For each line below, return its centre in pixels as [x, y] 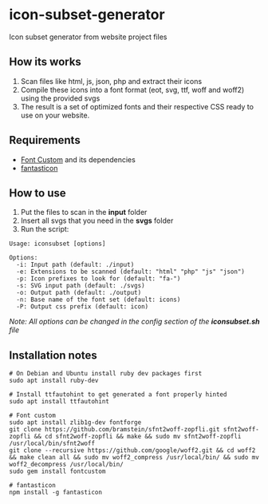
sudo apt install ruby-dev [54, 381]
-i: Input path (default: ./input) [75, 265]
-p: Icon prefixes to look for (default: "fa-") [99, 279]
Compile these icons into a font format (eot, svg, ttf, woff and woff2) [132, 89]
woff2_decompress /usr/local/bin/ [67, 465]
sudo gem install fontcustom [57, 472]
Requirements [45, 140]
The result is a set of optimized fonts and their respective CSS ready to [137, 106]
